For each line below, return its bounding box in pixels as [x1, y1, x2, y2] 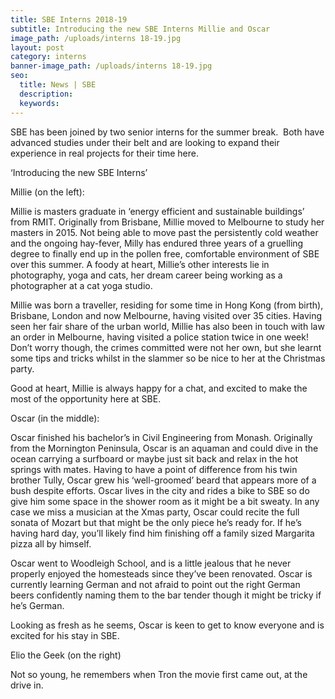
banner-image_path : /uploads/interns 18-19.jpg [10, 61, 213, 71]
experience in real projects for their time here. [10, 147, 200, 159]
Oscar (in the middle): [10, 412, 100, 424]
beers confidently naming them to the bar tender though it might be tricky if [10, 589, 322, 601]
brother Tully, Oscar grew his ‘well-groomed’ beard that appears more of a [10, 474, 317, 486]
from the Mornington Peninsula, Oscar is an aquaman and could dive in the [10, 442, 319, 454]
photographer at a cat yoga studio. [10, 279, 153, 291]
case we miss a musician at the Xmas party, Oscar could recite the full [10, 506, 300, 518]
